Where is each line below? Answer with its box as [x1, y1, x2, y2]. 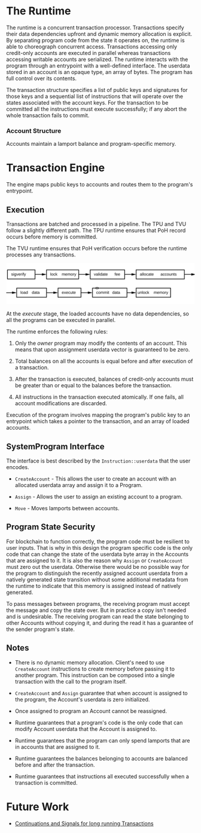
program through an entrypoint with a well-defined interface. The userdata [6, 62, 190, 69]
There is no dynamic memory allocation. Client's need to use [14, 659, 165, 666]
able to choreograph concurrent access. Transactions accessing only [6, 43, 178, 50]
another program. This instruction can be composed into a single [14, 671, 175, 679]
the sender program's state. [6, 626, 75, 633]
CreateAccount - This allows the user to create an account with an [14, 475, 176, 482]
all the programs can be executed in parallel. [6, 317, 116, 324]
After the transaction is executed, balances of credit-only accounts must [14, 375, 194, 383]
